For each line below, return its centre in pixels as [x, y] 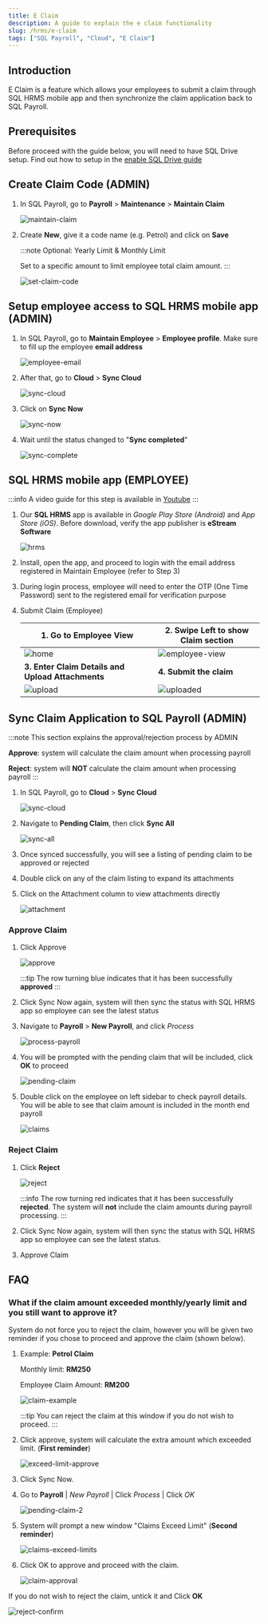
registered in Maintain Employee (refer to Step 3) [100, 571]
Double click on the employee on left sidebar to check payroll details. [133, 1097]
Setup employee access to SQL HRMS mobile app [134, 306]
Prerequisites [42, 131]
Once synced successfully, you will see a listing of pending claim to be [136, 854]
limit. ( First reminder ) [55, 1448]
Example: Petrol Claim [57, 1354]
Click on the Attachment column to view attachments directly [120, 894]
